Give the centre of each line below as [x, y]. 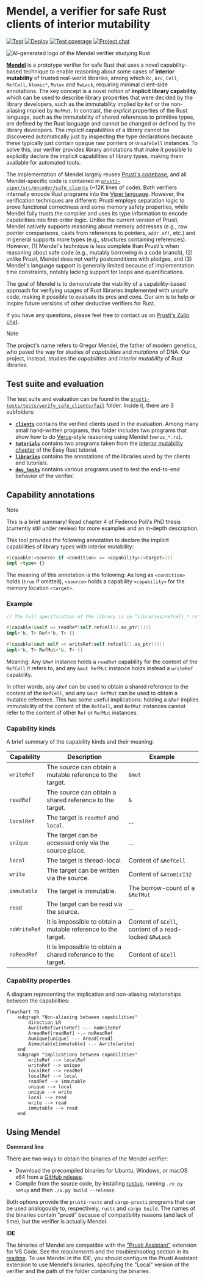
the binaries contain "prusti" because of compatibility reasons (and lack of [100, 1215]
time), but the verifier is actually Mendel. [57, 1222]
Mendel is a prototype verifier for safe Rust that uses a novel [83, 65]
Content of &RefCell [157, 861]
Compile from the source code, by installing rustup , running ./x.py [99, 1184]
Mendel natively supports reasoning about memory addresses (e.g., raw [97, 226]
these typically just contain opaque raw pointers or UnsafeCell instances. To [102, 143]
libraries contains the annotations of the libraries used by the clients [103, 456]
